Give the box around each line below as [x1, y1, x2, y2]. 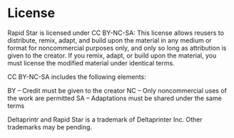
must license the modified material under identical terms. [7, 58, 175, 67]
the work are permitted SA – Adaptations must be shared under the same [7, 94, 223, 102]
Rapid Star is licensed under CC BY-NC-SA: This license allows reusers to [7, 28, 225, 37]
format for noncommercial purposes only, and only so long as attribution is [7, 43, 227, 52]
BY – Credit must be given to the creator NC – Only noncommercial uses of [7, 86, 227, 95]
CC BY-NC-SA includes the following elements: [7, 73, 146, 81]
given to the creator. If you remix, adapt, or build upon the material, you [7, 51, 217, 60]
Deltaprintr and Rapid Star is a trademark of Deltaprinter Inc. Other [7, 115, 203, 124]
